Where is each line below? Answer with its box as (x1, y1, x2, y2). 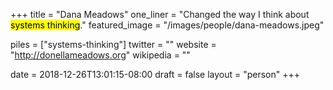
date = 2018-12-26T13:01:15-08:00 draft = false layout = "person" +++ (10, 69, 300, 80)
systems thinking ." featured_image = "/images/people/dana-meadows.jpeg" (10, 19, 325, 31)
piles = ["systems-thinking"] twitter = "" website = (10, 39, 217, 50)
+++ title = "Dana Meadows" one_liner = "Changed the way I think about (10, 9, 310, 20)
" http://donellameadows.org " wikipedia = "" (10, 49, 191, 61)
